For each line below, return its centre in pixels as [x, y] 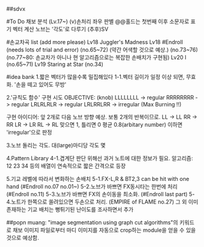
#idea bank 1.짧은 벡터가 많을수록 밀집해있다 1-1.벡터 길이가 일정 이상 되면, [96, 77]
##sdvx [16, 9]
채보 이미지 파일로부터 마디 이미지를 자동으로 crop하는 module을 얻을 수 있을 [104, 230]
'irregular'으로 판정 [29, 132]
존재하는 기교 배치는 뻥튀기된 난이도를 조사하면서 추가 [70, 209]
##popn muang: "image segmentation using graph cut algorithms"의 [92, 222]
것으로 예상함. [23, 238]
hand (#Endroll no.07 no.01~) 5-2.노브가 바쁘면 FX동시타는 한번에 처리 [92, 186]
